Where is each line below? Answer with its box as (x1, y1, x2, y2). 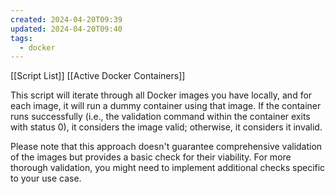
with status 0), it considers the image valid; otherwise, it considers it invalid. (10, 121, 323, 133)
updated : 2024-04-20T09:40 (10, 24, 123, 34)
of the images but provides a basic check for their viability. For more (10, 151, 292, 163)
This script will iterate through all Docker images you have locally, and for (10, 89, 313, 101)
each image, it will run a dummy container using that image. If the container (10, 100, 322, 112)
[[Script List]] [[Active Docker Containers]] (10, 70, 186, 82)
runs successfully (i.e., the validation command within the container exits (10, 111, 311, 123)
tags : (10, 33, 33, 43)
